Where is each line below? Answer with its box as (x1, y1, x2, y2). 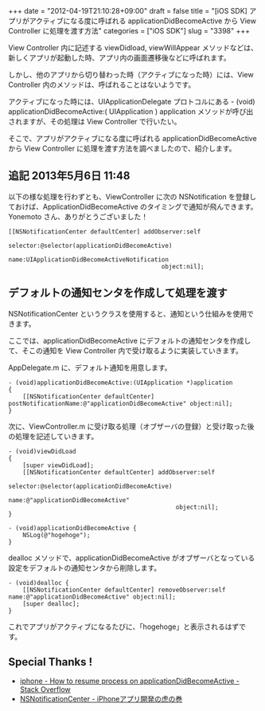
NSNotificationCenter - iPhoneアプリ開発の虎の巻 (19, 694, 183, 704)
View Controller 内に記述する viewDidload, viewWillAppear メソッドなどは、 (8, 43, 259, 53)
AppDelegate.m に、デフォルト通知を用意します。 (8, 363, 173, 372)
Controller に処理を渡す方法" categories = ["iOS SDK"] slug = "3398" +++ (8, 26, 251, 35)
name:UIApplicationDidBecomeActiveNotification (8, 255, 170, 264)
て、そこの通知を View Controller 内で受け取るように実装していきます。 (8, 345, 243, 355)
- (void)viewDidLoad (8, 447, 77, 455)
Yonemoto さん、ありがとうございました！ (8, 211, 149, 221)
